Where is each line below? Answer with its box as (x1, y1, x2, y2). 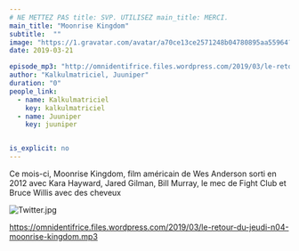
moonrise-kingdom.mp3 (9, 231, 98, 241)
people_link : (9, 86, 58, 96)
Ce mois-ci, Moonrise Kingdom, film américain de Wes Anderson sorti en (9, 168, 278, 179)
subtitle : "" (9, 29, 62, 38)
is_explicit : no (9, 144, 69, 153)
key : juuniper (25, 120, 77, 129)
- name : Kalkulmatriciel (17, 95, 109, 104)
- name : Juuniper (17, 112, 82, 121)
